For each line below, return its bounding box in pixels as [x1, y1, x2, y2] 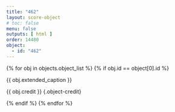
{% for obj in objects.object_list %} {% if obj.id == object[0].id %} [6, 64, 170, 72]
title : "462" [6, 8, 39, 15]
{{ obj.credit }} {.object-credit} [6, 88, 81, 95]
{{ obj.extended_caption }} [6, 76, 72, 83]
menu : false [6, 25, 36, 32]
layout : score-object [6, 14, 61, 20]
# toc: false [6, 20, 39, 26]
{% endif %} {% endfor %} [6, 99, 73, 107]
